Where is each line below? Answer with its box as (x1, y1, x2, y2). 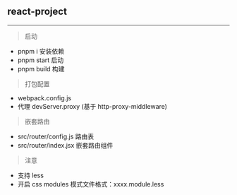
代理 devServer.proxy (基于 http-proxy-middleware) (17, 102, 168, 110)
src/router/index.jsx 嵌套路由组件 (17, 141, 114, 149)
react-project (7, 6, 67, 18)
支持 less (17, 171, 44, 179)
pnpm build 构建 (17, 64, 65, 73)
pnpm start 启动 (17, 56, 64, 64)
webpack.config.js (17, 93, 72, 102)
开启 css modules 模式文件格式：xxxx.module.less (17, 179, 164, 188)
